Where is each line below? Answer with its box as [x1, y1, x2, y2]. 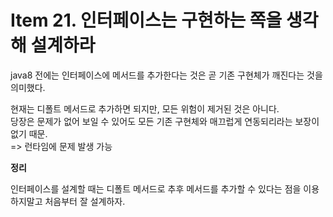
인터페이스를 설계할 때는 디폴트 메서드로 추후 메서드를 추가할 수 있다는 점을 [10, 182, 302, 195]
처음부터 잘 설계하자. [44, 195, 126, 207]
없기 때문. [10, 127, 48, 140]
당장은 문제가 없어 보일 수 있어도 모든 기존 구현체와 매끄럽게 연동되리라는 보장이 [10, 115, 320, 127]
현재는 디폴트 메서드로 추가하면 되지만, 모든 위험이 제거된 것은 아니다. [10, 102, 280, 115]
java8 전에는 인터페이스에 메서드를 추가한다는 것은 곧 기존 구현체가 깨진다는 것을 [10, 69, 323, 81]
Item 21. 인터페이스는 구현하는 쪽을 [10, 9, 283, 32]
